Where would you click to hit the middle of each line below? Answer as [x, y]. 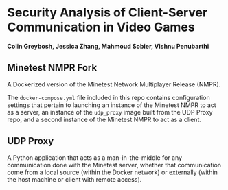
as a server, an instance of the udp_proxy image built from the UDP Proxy [110, 112]
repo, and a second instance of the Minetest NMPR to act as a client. [104, 119]
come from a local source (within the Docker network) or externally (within [113, 172]
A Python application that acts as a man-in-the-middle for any [95, 157]
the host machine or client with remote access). [75, 179]
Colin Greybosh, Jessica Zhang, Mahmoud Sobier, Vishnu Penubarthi [108, 46]
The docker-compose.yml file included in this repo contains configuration [109, 97]
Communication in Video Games [101, 27]
